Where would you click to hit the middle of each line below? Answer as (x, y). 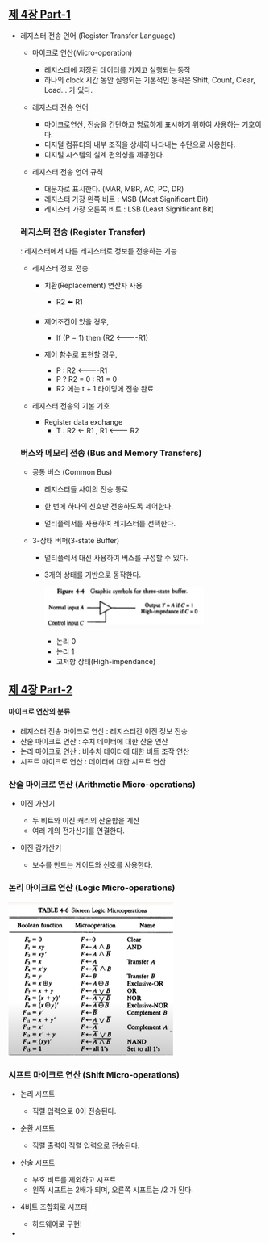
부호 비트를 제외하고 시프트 (74, 1179)
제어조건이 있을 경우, (77, 322)
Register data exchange (83, 422)
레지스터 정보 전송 (60, 268)
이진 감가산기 (41, 848)
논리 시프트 (37, 1094)
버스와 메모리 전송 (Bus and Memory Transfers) (111, 453)
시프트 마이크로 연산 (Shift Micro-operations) (94, 1074)
